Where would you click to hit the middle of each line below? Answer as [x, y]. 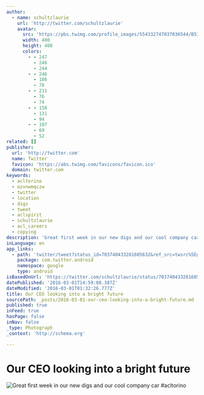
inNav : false [23, 322]
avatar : [27, 29]
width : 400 [36, 40]
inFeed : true [23, 311]
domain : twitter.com [38, 170]
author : [16, 12]
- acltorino [27, 181]
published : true [27, 305]
